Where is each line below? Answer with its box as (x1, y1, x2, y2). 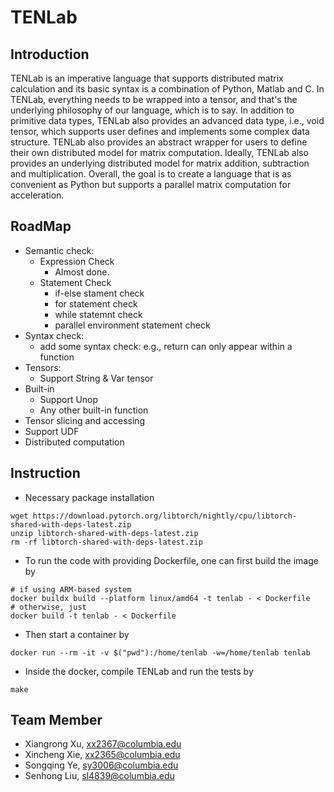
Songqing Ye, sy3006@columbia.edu (24, 759, 179, 771)
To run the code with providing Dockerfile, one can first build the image (24, 554, 319, 566)
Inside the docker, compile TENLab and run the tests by (24, 665, 254, 677)
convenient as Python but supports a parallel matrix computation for (10, 179, 292, 190)
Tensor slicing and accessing (24, 414, 146, 426)
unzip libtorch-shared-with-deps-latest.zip (10, 528, 199, 538)
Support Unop (39, 393, 99, 405)
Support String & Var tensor (39, 372, 154, 384)
